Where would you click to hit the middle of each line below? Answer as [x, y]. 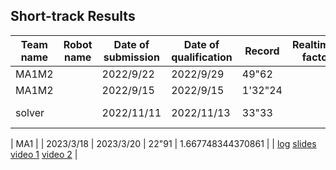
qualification [202, 57]
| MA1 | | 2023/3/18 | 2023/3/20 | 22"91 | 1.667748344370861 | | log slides [163, 143]
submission [131, 57]
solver [30, 112]
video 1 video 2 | [44, 154]
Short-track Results [73, 16]
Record [262, 51]
